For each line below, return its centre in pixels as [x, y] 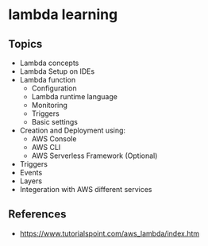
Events [31, 173]
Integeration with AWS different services [86, 189]
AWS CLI [46, 147]
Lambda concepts [49, 63]
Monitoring [49, 105]
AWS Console [54, 139]
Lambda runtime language [74, 96]
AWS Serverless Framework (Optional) [94, 156]
